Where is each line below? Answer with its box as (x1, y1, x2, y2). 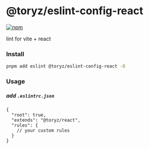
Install (6, 50, 25, 58)
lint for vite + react (6, 35, 51, 42)
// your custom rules (17, 128, 70, 134)
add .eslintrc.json (6, 92, 55, 99)
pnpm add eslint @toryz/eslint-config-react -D (6, 63, 126, 69)
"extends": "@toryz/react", (11, 117, 81, 123)
